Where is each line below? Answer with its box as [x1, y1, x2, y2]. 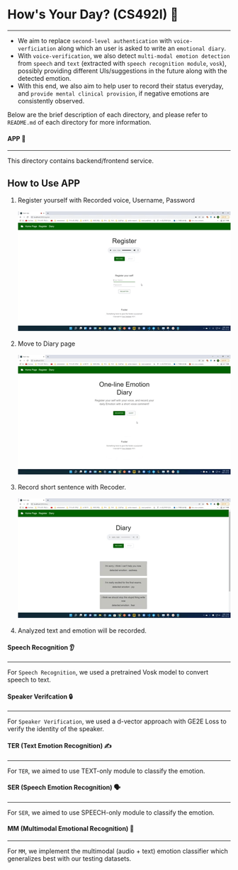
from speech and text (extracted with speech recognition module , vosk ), [17, 59, 227, 67]
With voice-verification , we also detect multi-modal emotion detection [17, 51, 230, 60]
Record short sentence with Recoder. [17, 482, 126, 491]
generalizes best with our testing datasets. [7, 854, 132, 863]
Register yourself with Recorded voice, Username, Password [17, 196, 195, 204]
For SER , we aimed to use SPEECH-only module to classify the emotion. [7, 808, 215, 817]
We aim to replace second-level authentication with [17, 36, 172, 45]
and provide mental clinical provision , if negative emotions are [17, 89, 210, 98]
